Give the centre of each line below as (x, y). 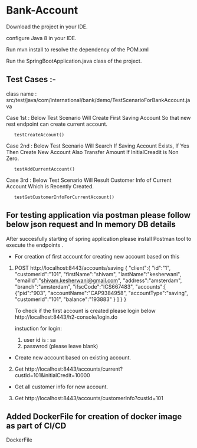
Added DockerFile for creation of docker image (94, 416)
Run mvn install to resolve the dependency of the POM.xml (78, 49)
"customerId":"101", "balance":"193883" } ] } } (70, 299)
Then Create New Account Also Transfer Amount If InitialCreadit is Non (92, 152)
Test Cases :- (31, 79)
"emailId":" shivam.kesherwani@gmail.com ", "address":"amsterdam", (98, 280)
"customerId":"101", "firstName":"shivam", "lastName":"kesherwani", (98, 274)
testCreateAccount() (39, 135)
